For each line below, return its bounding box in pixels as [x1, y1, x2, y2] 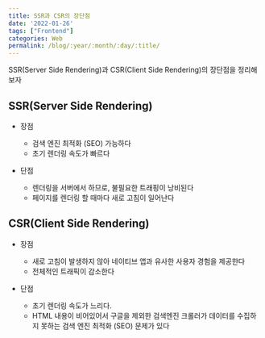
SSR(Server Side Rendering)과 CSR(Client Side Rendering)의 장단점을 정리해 [8, 65, 258, 75]
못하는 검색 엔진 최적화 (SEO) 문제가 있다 [40, 320, 170, 331]
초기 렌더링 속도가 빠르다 [31, 148, 110, 158]
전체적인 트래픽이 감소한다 [31, 266, 115, 276]
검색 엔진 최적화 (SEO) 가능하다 [31, 138, 131, 148]
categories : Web [8, 34, 63, 43]
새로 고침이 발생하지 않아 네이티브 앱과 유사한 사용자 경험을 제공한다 [31, 256, 246, 266]
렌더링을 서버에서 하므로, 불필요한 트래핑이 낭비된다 [31, 182, 194, 192]
